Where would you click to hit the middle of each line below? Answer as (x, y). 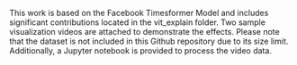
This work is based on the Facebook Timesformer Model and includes (139, 13)
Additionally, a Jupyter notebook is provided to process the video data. (141, 51)
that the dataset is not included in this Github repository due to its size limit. (149, 41)
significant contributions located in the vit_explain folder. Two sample (137, 22)
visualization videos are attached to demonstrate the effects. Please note (145, 32)
